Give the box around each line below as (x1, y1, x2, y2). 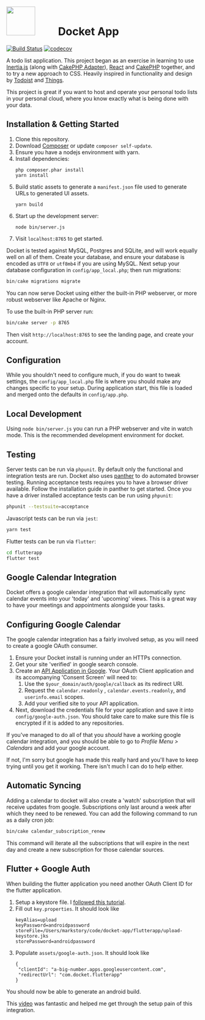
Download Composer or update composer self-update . (15, 142, 153, 149)
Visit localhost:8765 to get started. (15, 235, 103, 242)
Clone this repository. (15, 135, 70, 142)
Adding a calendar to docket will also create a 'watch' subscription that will (6, 796, 195, 804)
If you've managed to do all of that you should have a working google (6, 731, 181, 739)
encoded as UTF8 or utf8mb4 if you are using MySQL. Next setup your (6, 260, 180, 267)
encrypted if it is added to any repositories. (15, 719, 124, 727)
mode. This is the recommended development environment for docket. (6, 432, 185, 439)
